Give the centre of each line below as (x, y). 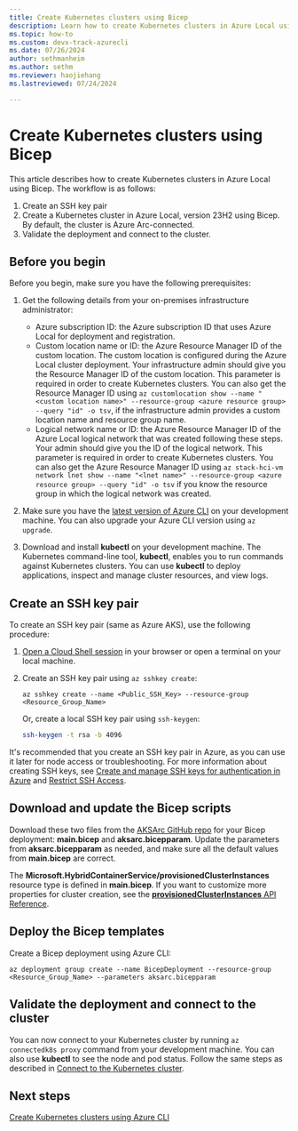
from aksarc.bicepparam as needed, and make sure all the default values (144, 848)
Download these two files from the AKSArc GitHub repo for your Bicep (137, 830)
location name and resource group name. (110, 420)
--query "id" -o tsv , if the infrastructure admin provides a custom (158, 411)
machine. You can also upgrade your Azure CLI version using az (139, 520)
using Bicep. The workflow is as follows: (83, 188)
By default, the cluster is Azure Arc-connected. (108, 224)
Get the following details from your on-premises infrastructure (136, 301)
